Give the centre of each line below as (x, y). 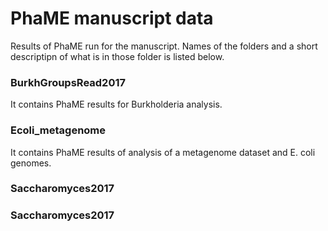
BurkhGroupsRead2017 (68, 82)
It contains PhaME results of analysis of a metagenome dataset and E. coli (163, 152)
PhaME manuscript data (112, 18)
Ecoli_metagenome (58, 130)
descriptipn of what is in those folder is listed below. (117, 56)
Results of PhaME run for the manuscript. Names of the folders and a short (164, 46)
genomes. (31, 163)
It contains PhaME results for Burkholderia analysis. (116, 104)
